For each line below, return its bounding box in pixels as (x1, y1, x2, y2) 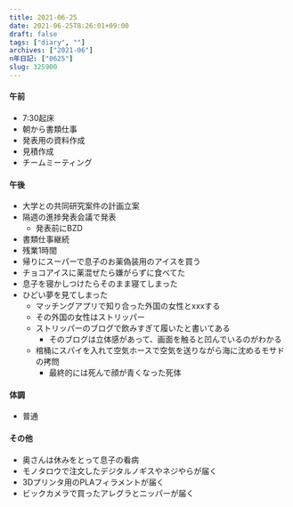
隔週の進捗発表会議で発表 (21, 212, 117, 222)
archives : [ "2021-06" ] (9, 46, 94, 55)
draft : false (9, 29, 58, 38)
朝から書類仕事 (21, 124, 77, 134)
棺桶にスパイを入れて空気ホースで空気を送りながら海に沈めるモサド (35, 345, 285, 356)
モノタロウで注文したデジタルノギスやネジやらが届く (21, 465, 218, 476)
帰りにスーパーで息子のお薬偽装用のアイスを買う (21, 256, 201, 267)
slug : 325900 (9, 63, 58, 72)
